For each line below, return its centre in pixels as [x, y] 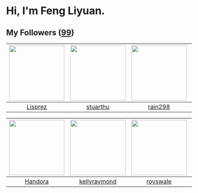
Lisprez [37, 107]
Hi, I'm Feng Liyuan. [55, 11]
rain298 [159, 107]
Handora [37, 182]
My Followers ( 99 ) [40, 33]
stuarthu [98, 107]
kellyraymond [98, 182]
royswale [159, 182]
